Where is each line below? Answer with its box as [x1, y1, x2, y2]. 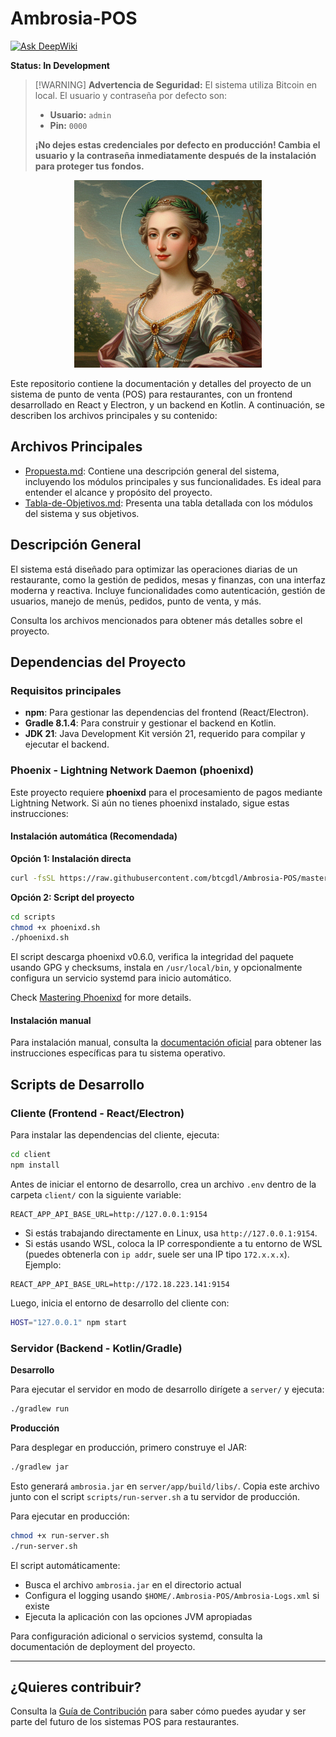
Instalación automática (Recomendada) [10, 830, 178, 842]
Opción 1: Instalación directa [10, 852, 132, 864]
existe [24, 1600, 50, 1612]
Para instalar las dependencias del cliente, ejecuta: [10, 1129, 220, 1141]
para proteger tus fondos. [34, 160, 145, 172]
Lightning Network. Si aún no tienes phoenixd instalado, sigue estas [10, 797, 290, 809]
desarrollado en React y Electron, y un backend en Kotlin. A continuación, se [10, 398, 325, 411]
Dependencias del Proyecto [10, 653, 187, 671]
